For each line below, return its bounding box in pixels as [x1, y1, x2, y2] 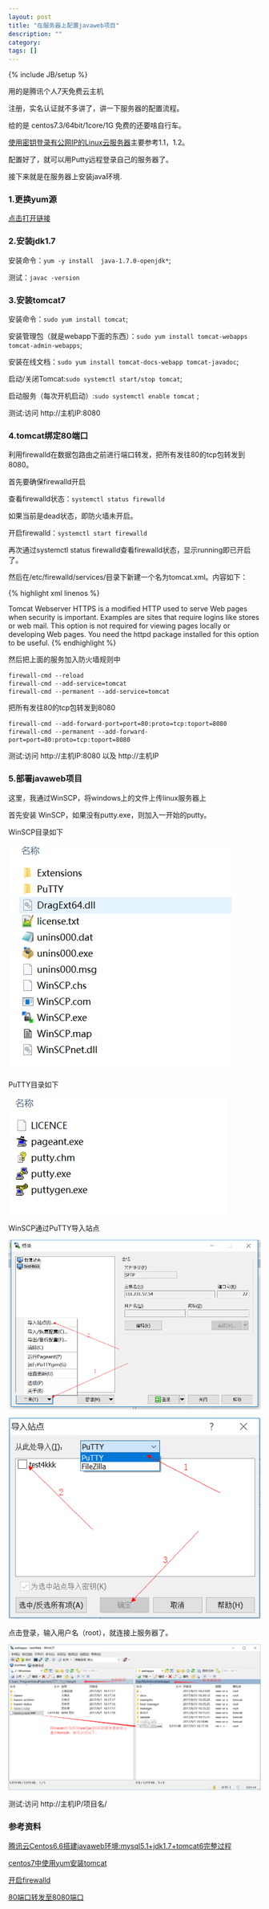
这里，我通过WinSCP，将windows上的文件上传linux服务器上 [8, 793, 207, 802]
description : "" [8, 30, 62, 38]
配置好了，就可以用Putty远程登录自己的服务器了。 [8, 155, 174, 165]
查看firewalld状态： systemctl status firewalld [8, 494, 166, 504]
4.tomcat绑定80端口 [8, 430, 89, 441]
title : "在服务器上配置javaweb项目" [8, 21, 120, 30]
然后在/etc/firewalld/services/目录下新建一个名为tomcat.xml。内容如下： [8, 573, 248, 582]
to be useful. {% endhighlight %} [8, 638, 117, 648]
